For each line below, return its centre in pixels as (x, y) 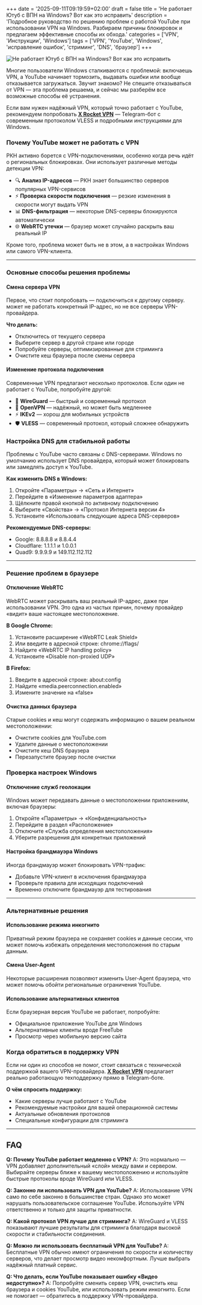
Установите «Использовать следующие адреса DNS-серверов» (97, 516)
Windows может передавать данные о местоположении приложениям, (98, 800)
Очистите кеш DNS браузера (52, 751)
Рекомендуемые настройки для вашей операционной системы (96, 1107)
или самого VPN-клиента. (40, 251)
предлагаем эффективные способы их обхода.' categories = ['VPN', (93, 34)
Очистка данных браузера (41, 706)
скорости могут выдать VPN (51, 205)
